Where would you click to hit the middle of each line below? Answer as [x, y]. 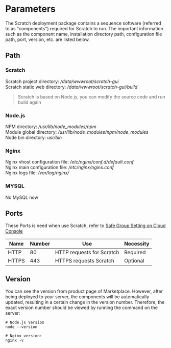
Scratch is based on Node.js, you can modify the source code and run [91, 97]
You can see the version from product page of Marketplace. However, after [84, 291]
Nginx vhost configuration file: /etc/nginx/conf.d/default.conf [69, 162]
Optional [134, 261]
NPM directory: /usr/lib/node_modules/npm [51, 127]
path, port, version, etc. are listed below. [48, 39]
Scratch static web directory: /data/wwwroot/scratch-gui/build [71, 87]
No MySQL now [22, 197]
